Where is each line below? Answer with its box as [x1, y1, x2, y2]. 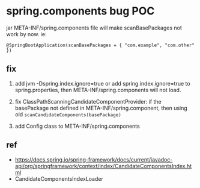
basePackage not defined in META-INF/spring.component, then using [14, 104, 187, 111]
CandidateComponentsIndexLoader [14, 175, 103, 182]
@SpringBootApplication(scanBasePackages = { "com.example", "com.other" [6, 42, 195, 48]
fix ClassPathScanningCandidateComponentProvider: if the [14, 98, 162, 105]
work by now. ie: [6, 30, 47, 37]
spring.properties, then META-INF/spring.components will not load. [14, 86, 181, 93]
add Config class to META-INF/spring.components [14, 122, 140, 130]
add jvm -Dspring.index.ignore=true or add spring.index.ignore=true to [14, 80, 190, 87]
